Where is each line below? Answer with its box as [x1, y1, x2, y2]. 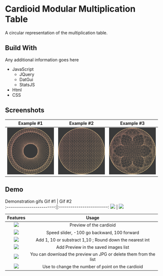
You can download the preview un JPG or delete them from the [30, 251, 156, 257]
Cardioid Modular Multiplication [5, 3, 136, 15]
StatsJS [19, 82, 35, 87]
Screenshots [5, 106, 45, 115]
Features [7, 215, 26, 221]
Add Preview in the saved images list [56, 244, 130, 250]
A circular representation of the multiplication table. [5, 30, 108, 35]
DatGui [19, 76, 33, 82]
